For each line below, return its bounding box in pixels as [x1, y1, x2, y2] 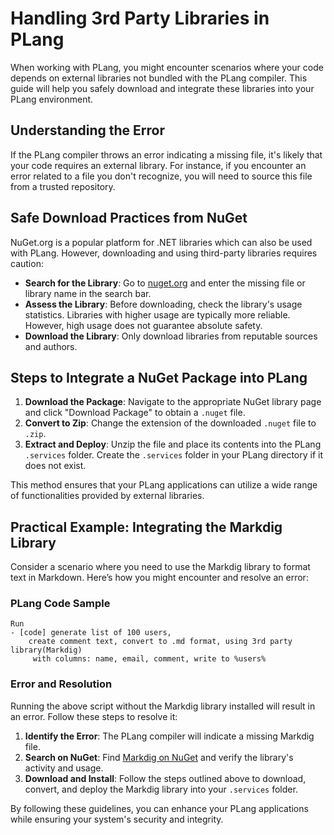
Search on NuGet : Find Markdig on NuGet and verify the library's [24, 751, 294, 763]
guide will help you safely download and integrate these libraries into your [10, 82, 315, 94]
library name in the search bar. [24, 287, 152, 299]
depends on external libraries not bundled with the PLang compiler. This [10, 72, 308, 84]
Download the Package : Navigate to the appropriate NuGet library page [24, 396, 322, 408]
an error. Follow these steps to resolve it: [10, 710, 178, 722]
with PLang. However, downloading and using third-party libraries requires [10, 247, 318, 259]
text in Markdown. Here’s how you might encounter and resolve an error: [10, 572, 309, 584]
